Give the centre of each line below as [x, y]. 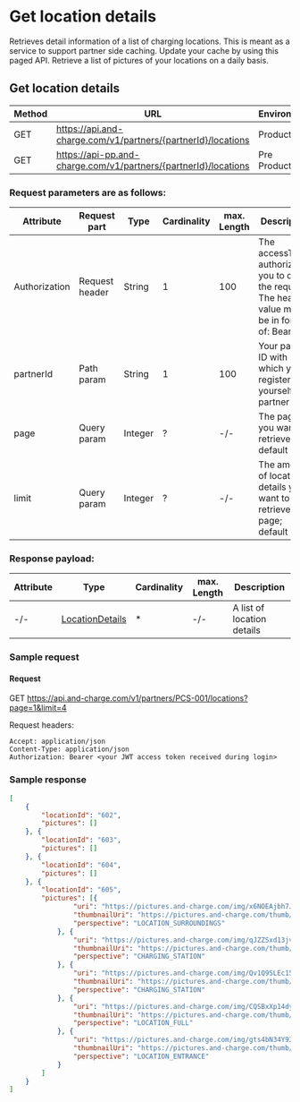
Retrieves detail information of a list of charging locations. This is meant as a [150, 41]
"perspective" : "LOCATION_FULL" [133, 1023]
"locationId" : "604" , [82, 865]
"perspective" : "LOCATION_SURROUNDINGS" [149, 923]
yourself [275, 391]
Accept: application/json [57, 742]
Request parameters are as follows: [88, 192]
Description [259, 587]
